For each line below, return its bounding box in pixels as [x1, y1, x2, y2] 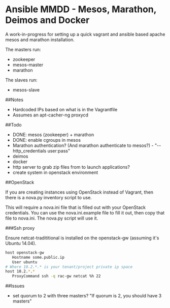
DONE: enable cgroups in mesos [12, 137, 81, 143]
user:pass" [47, 147, 70, 153]
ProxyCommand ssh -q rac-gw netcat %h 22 [12, 273, 101, 279]
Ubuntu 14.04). [5, 240, 37, 246]
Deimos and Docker [5, 14, 90, 26]
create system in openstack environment [12, 169, 98, 175]
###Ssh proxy [5, 225, 35, 231]
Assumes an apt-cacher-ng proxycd [12, 112, 89, 118]
